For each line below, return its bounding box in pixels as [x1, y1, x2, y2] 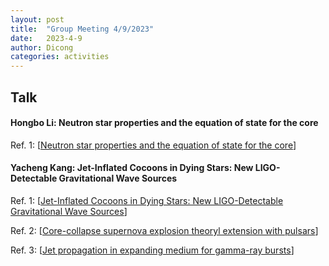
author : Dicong [10, 42, 74, 53]
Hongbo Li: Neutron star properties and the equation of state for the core [10, 117, 319, 129]
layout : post [10, 14, 65, 25]
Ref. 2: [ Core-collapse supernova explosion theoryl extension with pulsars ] [10, 224, 319, 236]
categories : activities [10, 52, 110, 62]
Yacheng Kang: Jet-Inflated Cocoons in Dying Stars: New [10, 162, 254, 174]
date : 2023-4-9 [10, 33, 83, 43]
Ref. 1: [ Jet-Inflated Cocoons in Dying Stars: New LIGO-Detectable [10, 194, 284, 206]
